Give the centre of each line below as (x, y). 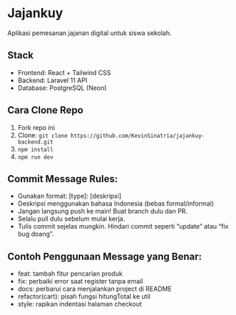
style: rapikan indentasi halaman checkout (80, 304)
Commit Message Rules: (63, 179)
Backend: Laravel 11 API (52, 80)
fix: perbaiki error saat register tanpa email (80, 281)
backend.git (35, 142)
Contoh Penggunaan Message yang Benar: (104, 256)
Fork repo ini (36, 127)
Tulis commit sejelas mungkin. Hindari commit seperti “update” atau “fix (123, 226)
